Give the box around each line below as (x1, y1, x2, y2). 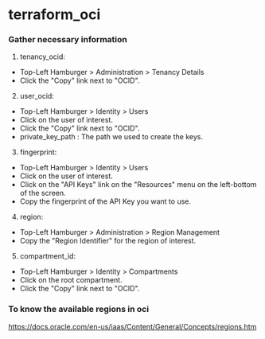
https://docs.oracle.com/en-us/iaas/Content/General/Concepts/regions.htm (8, 321, 257, 331)
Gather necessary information (8, 34, 127, 45)
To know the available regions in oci (8, 304, 150, 315)
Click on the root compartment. (19, 275, 123, 285)
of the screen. (19, 189, 66, 198)
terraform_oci (8, 6, 101, 24)
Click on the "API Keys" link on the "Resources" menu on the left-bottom (19, 180, 257, 189)
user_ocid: (19, 92, 54, 101)
